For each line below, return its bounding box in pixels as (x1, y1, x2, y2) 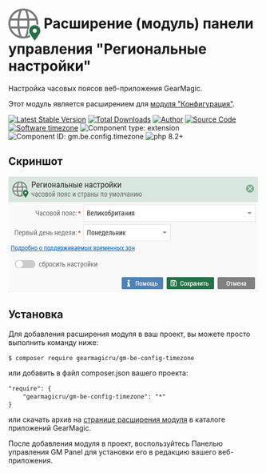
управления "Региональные (8, 40, 207, 58)
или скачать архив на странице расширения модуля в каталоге (8, 415, 226, 424)
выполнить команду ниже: (8, 337, 99, 347)
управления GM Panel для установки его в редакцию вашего (8, 447, 217, 456)
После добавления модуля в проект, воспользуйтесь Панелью (8, 439, 224, 448)
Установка (8, 308, 64, 322)
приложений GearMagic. (8, 423, 92, 432)
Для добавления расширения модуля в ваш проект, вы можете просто (8, 329, 251, 339)
